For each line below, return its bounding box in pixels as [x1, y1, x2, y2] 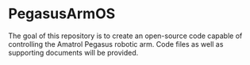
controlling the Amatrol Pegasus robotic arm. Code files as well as [8, 39, 224, 48]
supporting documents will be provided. [8, 48, 139, 57]
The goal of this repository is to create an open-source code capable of [8, 31, 243, 40]
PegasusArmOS [8, 5, 116, 23]
